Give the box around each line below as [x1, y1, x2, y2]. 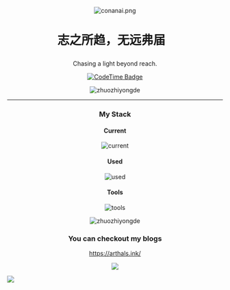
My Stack [99, 109, 131, 119]
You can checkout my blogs [68, 233, 162, 243]
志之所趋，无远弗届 [57, 33, 166, 48]
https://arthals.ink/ [88, 250, 142, 258]
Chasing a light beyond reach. [73, 60, 157, 68]
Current [103, 127, 127, 135]
